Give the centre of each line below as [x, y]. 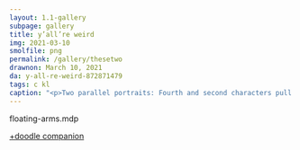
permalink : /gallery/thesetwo [66, 59]
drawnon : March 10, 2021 [56, 68]
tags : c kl [30, 84]
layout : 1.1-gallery [48, 18]
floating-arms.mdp [44, 119]
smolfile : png [36, 51]
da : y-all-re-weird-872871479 [66, 76]
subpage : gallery [42, 26]
